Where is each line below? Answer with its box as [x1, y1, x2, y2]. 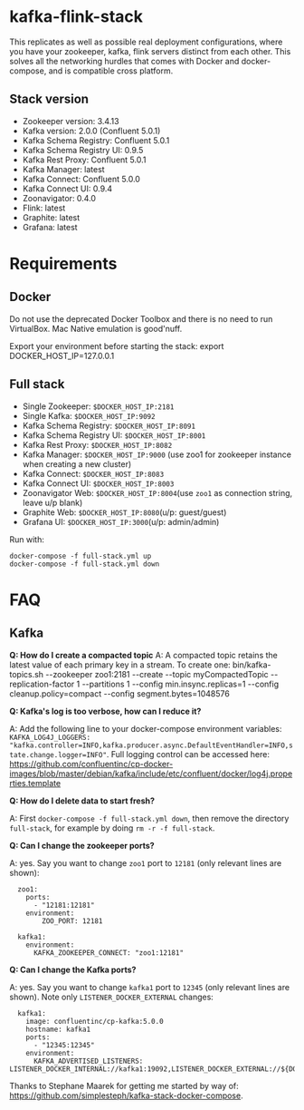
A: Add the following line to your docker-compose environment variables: [9, 723, 282, 734]
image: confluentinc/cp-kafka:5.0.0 [25, 1017, 165, 1026]
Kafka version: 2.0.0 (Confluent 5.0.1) [22, 125, 161, 136]
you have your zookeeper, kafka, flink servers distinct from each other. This [9, 45, 291, 56]
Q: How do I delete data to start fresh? [9, 795, 156, 806]
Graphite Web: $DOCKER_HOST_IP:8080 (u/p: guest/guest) [22, 506, 227, 518]
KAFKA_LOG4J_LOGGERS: [9, 733, 91, 742]
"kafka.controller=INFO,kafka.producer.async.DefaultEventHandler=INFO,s [9, 741, 294, 750]
